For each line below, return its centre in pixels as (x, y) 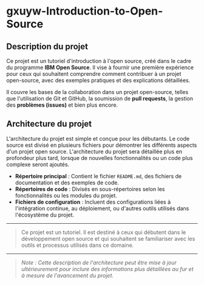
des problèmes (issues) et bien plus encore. (62, 105)
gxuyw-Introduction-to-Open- (85, 11)
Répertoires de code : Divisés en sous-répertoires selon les (90, 189)
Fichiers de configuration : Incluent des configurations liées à (93, 202)
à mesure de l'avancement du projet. (67, 275)
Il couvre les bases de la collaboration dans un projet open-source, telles (97, 92)
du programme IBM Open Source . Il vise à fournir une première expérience (100, 67)
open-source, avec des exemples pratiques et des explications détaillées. (98, 80)
